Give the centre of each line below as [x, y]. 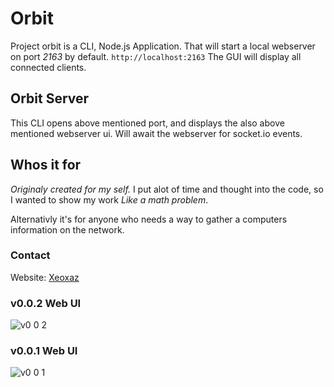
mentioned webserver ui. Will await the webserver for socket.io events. [156, 133]
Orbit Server [50, 98]
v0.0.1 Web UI [44, 351]
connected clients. [48, 67]
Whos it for [46, 165]
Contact [30, 255]
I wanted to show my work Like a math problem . [109, 199]
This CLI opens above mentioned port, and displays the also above [147, 123]
